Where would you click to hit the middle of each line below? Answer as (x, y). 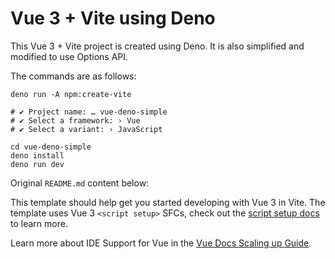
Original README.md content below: (80, 183)
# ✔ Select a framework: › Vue (75, 120)
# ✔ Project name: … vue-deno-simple (89, 112)
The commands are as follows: (73, 76)
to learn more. (39, 223)
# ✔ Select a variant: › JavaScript (86, 129)
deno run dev (37, 164)
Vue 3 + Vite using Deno (113, 18)
